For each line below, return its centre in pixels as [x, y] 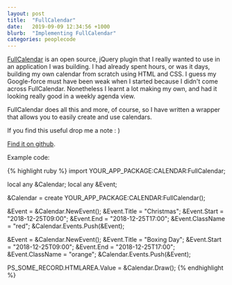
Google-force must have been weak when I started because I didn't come [113, 81]
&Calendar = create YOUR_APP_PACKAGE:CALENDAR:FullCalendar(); [106, 198]
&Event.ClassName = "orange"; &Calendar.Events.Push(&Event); [99, 254]
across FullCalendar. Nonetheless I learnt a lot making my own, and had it [112, 89]
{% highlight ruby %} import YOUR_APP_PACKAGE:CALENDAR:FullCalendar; [116, 171]
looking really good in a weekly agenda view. [71, 96]
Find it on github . [31, 144]
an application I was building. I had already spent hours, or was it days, [109, 67]
